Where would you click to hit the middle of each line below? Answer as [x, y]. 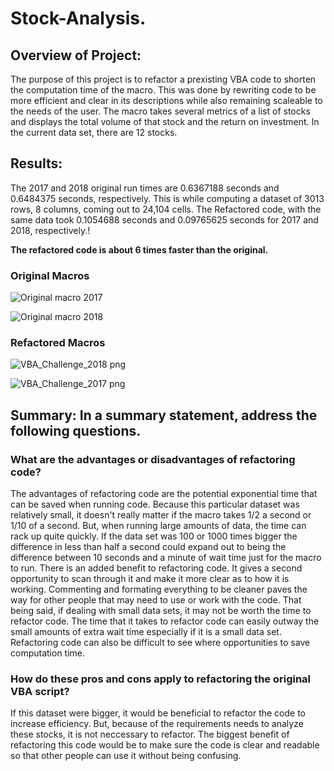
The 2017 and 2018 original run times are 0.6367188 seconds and [145, 188]
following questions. [76, 430]
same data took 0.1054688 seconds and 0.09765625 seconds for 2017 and [164, 219]
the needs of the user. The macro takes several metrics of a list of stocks [160, 111]
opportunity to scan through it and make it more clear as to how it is [150, 579]
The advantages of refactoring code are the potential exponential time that [164, 494]
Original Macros [50, 275]
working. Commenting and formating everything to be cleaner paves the [159, 589]
